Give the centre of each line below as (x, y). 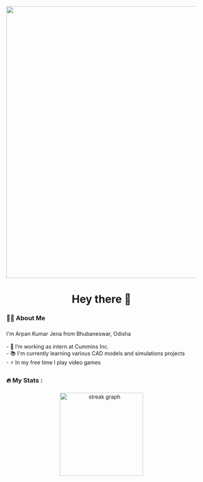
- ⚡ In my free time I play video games (53, 362)
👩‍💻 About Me (26, 318)
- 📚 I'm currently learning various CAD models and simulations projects (96, 353)
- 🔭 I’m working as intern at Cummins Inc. (58, 347)
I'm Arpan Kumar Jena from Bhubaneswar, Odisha (69, 334)
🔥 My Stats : (24, 380)
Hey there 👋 (101, 299)
